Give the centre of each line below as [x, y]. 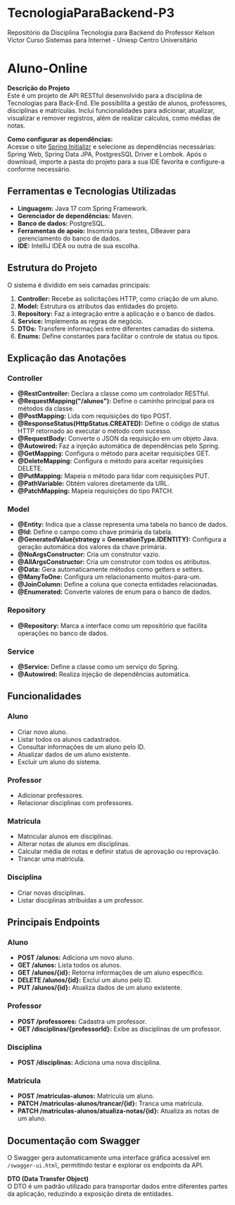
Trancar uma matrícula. [51, 859]
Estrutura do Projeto [52, 268]
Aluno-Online [47, 69]
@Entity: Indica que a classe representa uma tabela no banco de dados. [122, 525]
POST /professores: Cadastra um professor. [82, 1021]
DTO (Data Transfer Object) [48, 1179]
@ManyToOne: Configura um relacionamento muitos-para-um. [109, 577]
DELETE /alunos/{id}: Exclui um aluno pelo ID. [85, 980]
